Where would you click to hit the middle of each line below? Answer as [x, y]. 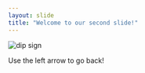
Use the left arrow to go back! [56, 60]
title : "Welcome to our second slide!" [73, 23]
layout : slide [31, 15]
